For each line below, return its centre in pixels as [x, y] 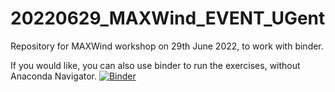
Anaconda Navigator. [54, 76]
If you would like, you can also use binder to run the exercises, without [155, 65]
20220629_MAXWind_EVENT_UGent [168, 18]
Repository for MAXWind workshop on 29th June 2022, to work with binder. [167, 46]
